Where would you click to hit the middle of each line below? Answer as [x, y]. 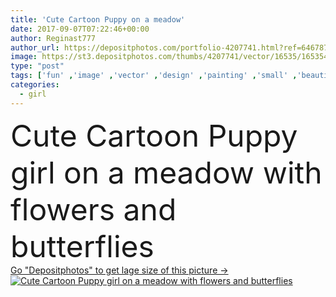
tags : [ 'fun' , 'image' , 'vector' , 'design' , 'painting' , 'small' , [154, 76]
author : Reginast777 [53, 38]
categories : [35, 85]
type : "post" [37, 66]
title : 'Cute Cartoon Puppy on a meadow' [98, 19]
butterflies [82, 246]
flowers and [93, 209]
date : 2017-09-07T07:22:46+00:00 [80, 29]
